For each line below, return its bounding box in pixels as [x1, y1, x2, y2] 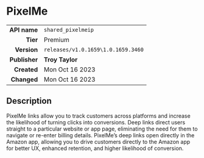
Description [6, 96, 52, 106]
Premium [43, 35, 70, 44]
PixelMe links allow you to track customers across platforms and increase [6, 112, 191, 120]
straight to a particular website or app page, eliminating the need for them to [6, 125, 198, 132]
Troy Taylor [43, 55, 78, 63]
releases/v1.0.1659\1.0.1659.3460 [43, 46, 144, 53]
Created [14, 65, 38, 74]
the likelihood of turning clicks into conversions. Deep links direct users [6, 118, 186, 126]
